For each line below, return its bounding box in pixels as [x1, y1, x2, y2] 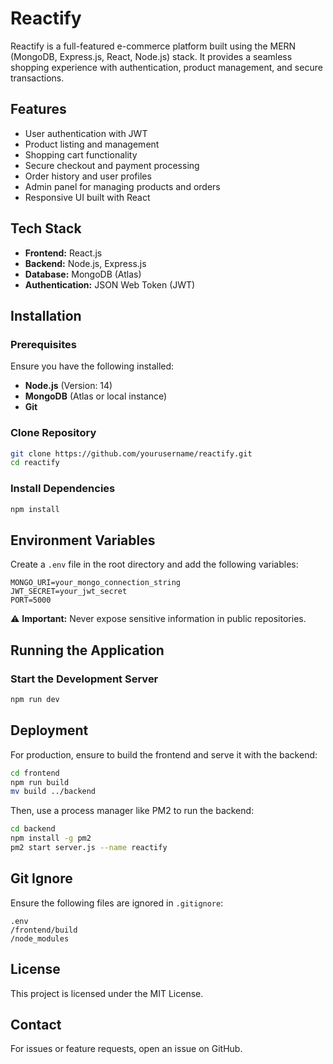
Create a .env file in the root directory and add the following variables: [10, 558, 299, 571]
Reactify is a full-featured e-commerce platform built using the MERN [10, 40, 297, 52]
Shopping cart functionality [24, 148, 138, 161]
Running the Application [10, 642, 165, 659]
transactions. [10, 72, 65, 84]
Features [10, 101, 67, 118]
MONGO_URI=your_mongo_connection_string [10, 578, 182, 588]
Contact [10, 1016, 62, 1033]
